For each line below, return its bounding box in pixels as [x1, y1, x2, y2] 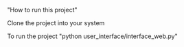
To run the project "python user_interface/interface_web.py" [7, 32, 178, 40]
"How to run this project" [7, 6, 78, 14]
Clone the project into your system [7, 19, 105, 27]
